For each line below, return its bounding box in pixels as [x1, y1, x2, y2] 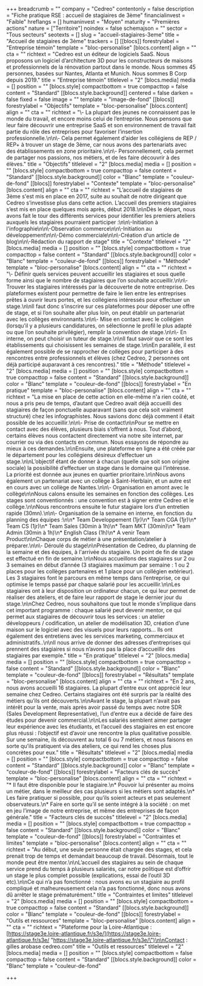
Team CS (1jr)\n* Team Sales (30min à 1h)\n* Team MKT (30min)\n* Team [6, 523, 191, 530]
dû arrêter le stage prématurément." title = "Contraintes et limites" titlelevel [6, 891, 193, 898]
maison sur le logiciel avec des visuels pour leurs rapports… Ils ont [6, 626, 173, 633]
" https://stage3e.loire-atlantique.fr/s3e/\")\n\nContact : [50, 937, 188, 943]
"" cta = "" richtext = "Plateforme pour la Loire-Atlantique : [6, 923, 152, 931]
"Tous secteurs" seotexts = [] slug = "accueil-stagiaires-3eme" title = [6, 31, 180, 38]
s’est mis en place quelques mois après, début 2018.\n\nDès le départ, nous [6, 206, 196, 212]
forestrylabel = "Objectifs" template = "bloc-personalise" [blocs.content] [6, 102, 188, 109]
